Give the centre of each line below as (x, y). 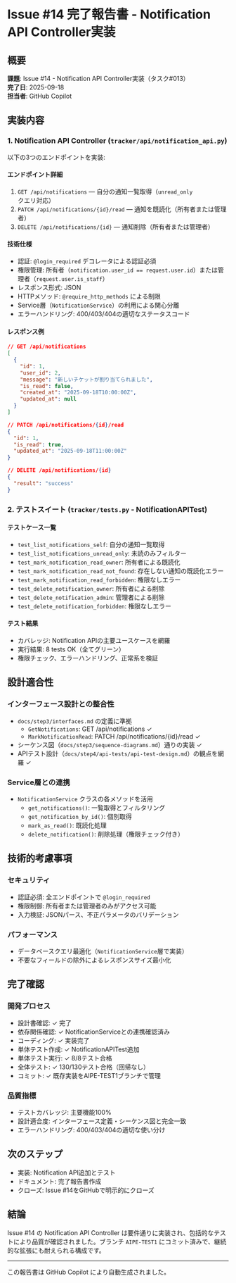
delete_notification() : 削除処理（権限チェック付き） (106, 834)
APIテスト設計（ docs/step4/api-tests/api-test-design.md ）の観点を (118, 753)
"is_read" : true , (39, 444)
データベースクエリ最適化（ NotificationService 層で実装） (103, 951)
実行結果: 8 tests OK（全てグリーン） (71, 649)
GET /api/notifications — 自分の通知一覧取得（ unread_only (105, 192)
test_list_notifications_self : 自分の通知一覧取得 (91, 544)
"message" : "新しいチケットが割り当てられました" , (86, 380)
